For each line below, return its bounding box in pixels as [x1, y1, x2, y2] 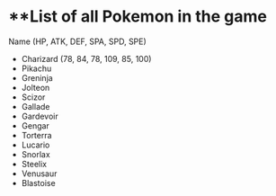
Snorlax [21, 148, 50, 159]
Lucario [21, 139, 50, 150]
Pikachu [21, 63, 52, 74]
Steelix [21, 158, 47, 169]
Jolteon [21, 82, 50, 93]
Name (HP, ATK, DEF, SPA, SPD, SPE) [8, 36, 147, 47]
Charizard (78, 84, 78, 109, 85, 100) [21, 53, 152, 64]
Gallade [21, 101, 50, 111]
